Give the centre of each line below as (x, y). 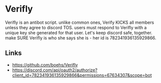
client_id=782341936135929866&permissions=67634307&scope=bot (82, 75)
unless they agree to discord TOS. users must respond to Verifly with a (76, 27)
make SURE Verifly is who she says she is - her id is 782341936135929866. (81, 38)
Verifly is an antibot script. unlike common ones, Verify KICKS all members (80, 22)
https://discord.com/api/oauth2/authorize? (55, 70)
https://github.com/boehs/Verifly (45, 65)
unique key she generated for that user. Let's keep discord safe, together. (79, 33)
